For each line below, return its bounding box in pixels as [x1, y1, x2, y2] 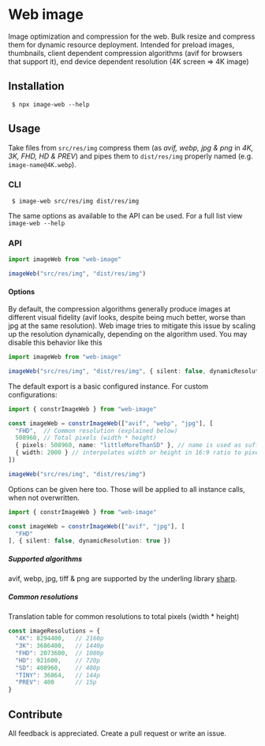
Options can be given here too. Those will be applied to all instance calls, [8, 484, 246, 494]
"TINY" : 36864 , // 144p [15, 671, 101, 679]
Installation [8, 80, 65, 93]
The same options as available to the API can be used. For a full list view [8, 211, 243, 220]
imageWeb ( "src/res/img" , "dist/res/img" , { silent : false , [8, 367, 207, 375]
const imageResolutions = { [8, 627, 101, 636]
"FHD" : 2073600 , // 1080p [15, 649, 104, 657]
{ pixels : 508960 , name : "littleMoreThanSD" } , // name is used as [15, 442, 242, 449]
